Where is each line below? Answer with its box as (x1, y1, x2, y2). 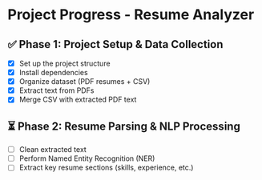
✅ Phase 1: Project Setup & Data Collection (7, 38, 224, 51)
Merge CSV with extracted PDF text (18, 94, 137, 105)
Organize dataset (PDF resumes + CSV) (18, 77, 151, 86)
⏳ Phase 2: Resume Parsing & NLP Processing (7, 119, 241, 133)
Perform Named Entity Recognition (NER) (18, 154, 155, 163)
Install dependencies (18, 68, 89, 78)
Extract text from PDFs (18, 86, 95, 95)
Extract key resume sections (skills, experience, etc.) (18, 162, 194, 173)
